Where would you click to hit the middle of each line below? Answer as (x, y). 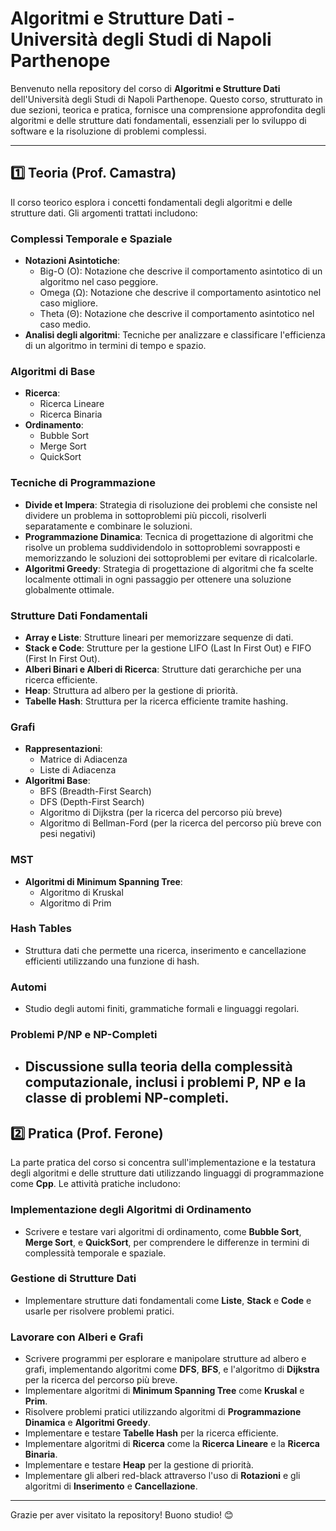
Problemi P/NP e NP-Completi (84, 1035)
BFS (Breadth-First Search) (95, 791)
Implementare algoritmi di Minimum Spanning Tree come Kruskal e (164, 1391)
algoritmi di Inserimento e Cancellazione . (111, 1486)
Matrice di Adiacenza (83, 759)
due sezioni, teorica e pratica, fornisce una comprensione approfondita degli (168, 109)
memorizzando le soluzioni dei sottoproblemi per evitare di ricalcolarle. (171, 558)
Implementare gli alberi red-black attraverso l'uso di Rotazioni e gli (162, 1476)
